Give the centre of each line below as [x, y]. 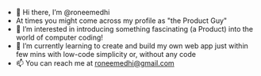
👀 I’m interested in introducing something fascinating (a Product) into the [134, 29]
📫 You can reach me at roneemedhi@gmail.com [95, 63]
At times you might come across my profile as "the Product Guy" [121, 21]
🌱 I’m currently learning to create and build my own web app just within [132, 46]
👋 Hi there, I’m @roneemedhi [63, 12]
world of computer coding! [59, 37]
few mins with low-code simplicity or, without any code [106, 54]
